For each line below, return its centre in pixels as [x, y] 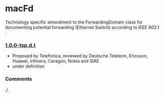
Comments [18, 79]
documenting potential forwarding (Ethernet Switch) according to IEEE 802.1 [82, 27]
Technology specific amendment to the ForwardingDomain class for [74, 22]
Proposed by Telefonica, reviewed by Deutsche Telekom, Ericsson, [80, 56]
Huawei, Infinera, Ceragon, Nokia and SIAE [56, 61]
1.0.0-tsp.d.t [20, 45]
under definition [28, 66]
